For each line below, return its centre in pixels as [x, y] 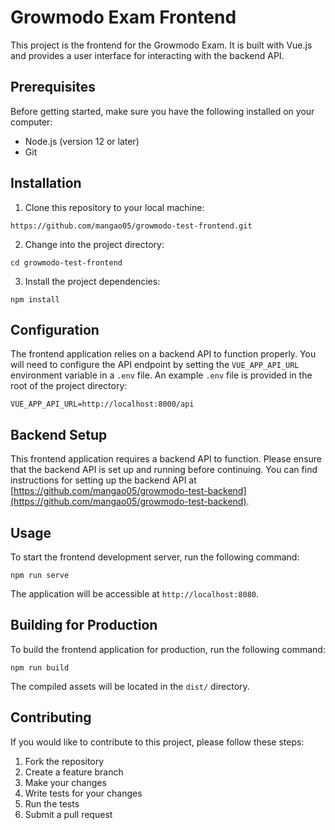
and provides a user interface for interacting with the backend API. [147, 55]
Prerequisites [53, 87]
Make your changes [65, 782]
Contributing [51, 717]
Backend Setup [59, 434]
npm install [35, 299]
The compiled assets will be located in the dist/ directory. [130, 686]
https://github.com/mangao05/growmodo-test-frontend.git [131, 226]
